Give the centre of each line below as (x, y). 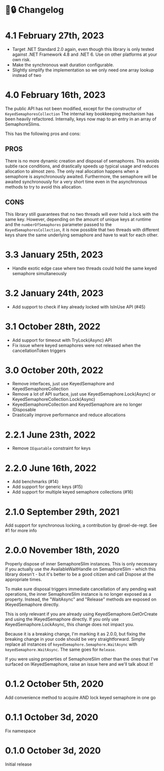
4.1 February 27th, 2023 (55, 36)
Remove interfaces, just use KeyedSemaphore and (63, 384)
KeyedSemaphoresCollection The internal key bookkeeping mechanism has (80, 114)
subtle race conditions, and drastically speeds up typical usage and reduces (82, 166)
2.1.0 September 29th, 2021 (62, 512)
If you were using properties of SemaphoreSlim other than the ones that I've (82, 659)
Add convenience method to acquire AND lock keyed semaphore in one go (80, 698)
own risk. (21, 60)
